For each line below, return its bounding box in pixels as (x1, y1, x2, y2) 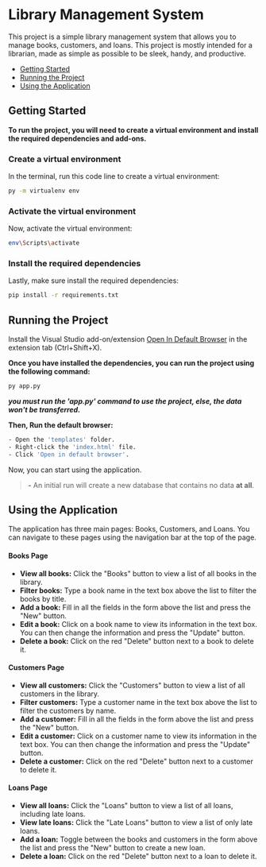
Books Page (8, 551, 48, 560)
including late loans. (19, 809, 86, 819)
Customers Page (8, 663, 65, 672)
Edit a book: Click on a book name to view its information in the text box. (19, 619, 258, 629)
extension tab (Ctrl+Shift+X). (8, 343, 102, 353)
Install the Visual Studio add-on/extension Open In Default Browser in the (8, 335, 248, 344)
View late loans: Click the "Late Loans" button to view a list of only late (19, 818, 253, 827)
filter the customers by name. (19, 706, 117, 715)
